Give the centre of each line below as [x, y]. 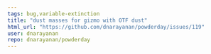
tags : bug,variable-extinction [54, 14]
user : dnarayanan [33, 33]
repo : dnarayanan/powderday [49, 40]
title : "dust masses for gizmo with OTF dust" [77, 20]
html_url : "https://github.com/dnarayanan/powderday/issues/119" [106, 27]
